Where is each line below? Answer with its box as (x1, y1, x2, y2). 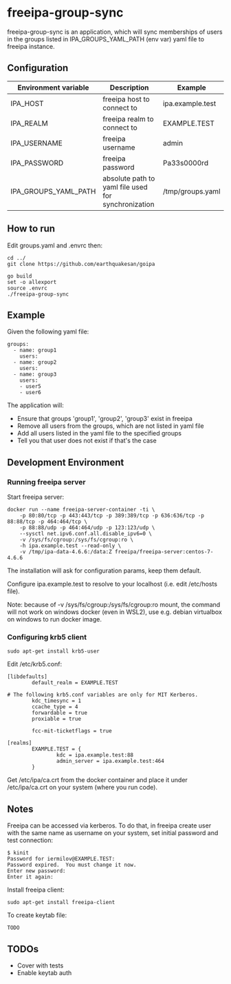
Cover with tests (16, 961, 64, 970)
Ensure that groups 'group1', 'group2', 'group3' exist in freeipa (16, 415, 192, 423)
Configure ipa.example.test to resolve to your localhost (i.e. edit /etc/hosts (7, 580, 218, 588)
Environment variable (16, 83, 89, 92)
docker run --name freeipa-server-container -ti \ (7, 506, 155, 513)
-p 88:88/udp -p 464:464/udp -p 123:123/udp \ (19, 524, 155, 531)
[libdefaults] (7, 673, 48, 680)
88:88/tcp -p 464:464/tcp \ (7, 518, 88, 525)
